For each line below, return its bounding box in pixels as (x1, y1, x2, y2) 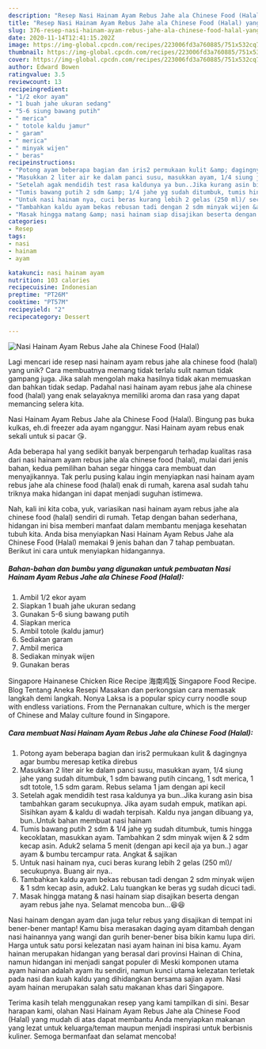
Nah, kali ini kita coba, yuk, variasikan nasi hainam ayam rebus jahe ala (8, 504, 239, 513)
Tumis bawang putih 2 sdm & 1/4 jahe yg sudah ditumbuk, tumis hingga (19, 824, 253, 834)
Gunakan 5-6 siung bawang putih (19, 609, 129, 618)
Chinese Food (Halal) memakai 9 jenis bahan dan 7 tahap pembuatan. (8, 538, 235, 547)
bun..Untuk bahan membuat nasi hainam (19, 815, 152, 825)
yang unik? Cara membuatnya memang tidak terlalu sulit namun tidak (8, 365, 234, 374)
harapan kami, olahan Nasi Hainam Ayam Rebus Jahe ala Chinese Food (8, 1006, 241, 1016)
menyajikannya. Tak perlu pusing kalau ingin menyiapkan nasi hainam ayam (8, 472, 255, 481)
